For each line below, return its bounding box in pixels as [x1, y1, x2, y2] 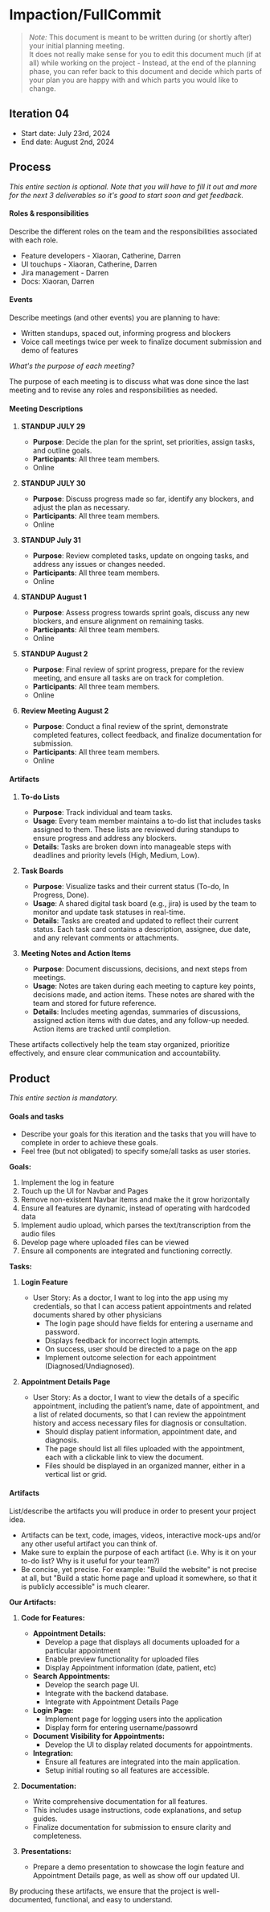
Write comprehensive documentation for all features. [32, 1796, 208, 1806]
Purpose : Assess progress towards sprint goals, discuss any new [32, 608, 250, 618]
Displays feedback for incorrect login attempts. [44, 1335, 201, 1346]
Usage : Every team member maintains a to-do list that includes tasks [32, 816, 262, 826]
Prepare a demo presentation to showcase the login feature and [32, 1862, 244, 1872]
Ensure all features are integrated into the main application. [44, 1757, 240, 1766]
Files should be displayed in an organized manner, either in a [44, 1461, 246, 1471]
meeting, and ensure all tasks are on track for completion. [32, 673, 224, 683]
